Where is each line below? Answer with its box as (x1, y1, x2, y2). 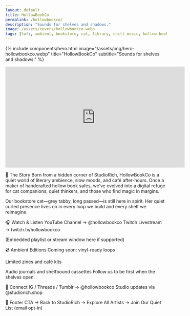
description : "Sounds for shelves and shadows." (5, 22, 111, 27)
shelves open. (5, 274, 35, 280)
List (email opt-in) (5, 305, 43, 311)
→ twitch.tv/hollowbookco (5, 227, 60, 232)
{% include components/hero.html (5, 46, 78, 51)
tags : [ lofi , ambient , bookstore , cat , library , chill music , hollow (5, 31, 157, 36)
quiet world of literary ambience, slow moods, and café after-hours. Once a (5, 177, 164, 183)
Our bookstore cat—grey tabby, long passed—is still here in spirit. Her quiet (5, 198, 165, 204)
